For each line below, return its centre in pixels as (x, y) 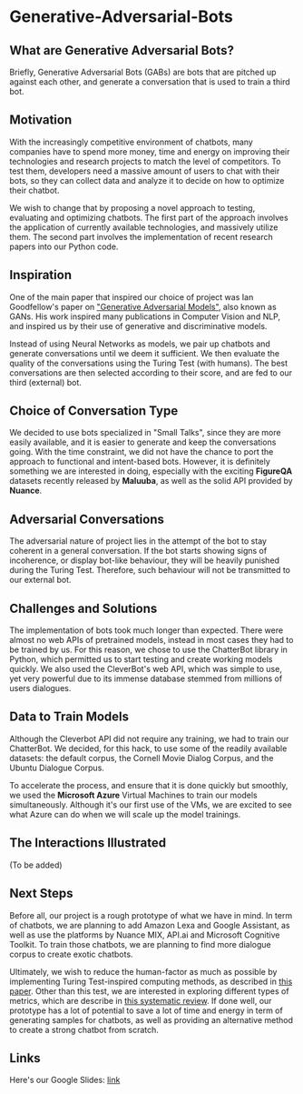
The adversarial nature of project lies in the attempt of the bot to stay (138, 541)
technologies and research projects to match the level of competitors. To (145, 161)
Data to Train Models (69, 717)
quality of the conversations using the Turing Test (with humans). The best (149, 363)
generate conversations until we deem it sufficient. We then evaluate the (145, 353)
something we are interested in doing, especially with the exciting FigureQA (151, 471)
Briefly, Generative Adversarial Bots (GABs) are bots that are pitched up (143, 72)
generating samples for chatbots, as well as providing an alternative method (151, 1019)
